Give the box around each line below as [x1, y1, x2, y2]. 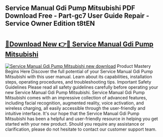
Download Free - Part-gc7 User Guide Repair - [5, 12, 150, 20]
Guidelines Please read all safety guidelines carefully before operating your [5, 84, 158, 90]
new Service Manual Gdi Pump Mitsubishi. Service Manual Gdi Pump [5, 90, 145, 95]
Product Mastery [117, 63, 151, 69]
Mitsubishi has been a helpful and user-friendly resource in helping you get [5, 116, 158, 122]
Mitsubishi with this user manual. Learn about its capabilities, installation [5, 74, 152, 80]
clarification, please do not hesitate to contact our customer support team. [5, 126, 157, 132]
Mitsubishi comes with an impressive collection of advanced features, [5, 95, 147, 100]
